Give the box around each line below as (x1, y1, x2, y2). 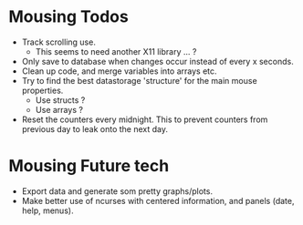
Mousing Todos (8, 6, 129, 27)
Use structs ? (35, 94, 86, 106)
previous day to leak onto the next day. (21, 123, 169, 134)
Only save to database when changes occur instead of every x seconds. (21, 56, 294, 66)
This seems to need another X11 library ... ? (35, 46, 197, 56)
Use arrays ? (35, 104, 84, 115)
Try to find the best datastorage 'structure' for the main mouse (21, 75, 257, 86)
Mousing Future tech (8, 156, 170, 177)
